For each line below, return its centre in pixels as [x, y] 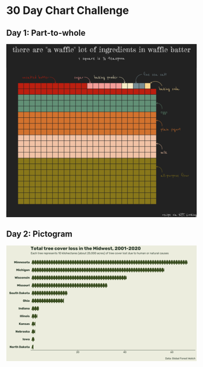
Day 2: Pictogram [39, 234]
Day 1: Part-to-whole [46, 33]
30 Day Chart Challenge [68, 11]
